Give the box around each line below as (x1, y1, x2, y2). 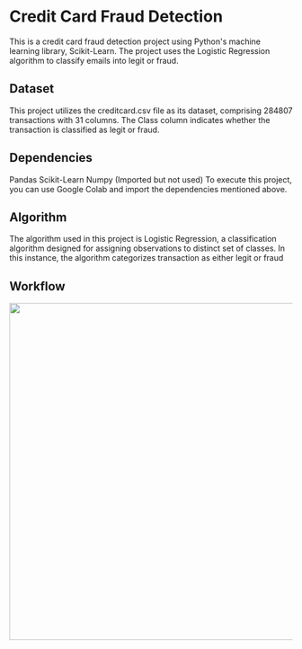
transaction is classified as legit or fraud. (9, 124, 160, 135)
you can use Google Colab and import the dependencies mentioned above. (9, 183, 288, 194)
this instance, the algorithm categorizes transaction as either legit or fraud (9, 253, 284, 263)
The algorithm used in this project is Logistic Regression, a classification (9, 234, 277, 244)
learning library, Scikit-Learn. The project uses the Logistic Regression (9, 45, 271, 56)
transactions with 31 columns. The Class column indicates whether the (9, 114, 271, 125)
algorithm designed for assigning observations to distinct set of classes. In (9, 243, 286, 253)
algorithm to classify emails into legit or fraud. (9, 55, 179, 66)
